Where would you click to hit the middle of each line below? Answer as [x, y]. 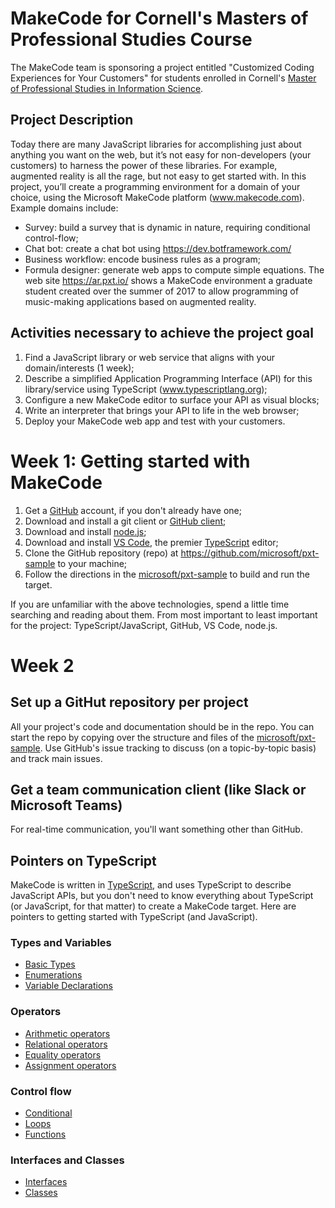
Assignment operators [70, 1065]
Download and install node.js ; [85, 531]
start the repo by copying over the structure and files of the [132, 737]
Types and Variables [61, 943]
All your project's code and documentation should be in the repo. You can [162, 726]
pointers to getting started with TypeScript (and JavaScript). [134, 917]
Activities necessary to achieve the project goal [162, 333]
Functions [45, 1134]
